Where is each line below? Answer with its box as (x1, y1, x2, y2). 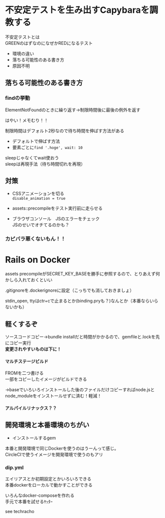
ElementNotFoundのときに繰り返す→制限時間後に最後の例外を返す (5, 107, 141, 113)
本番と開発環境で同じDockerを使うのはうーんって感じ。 (5, 445, 119, 451)
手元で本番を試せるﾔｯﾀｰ (5, 499, 53, 505)
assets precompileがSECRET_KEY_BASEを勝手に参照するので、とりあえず (5, 271, 156, 277)
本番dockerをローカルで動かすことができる (5, 482, 93, 488)
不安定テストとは (5, 34, 40, 40)
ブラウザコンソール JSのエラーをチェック (12, 216, 100, 222)
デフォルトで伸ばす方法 (12, 138, 60, 144)
